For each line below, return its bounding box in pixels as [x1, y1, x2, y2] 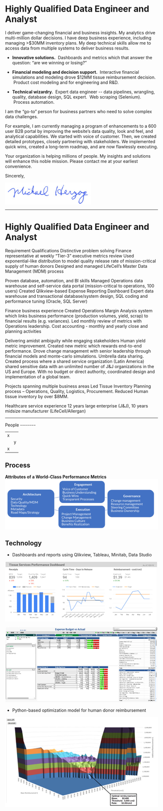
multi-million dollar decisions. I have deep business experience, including [5, 35, 151, 41]
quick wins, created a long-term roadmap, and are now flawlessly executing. [5, 144, 158, 149]
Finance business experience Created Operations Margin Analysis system [5, 308, 153, 313]
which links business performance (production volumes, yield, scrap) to [5, 313, 148, 319]
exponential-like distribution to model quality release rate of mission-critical [5, 258, 156, 264]
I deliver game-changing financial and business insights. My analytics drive [5, 30, 156, 35]
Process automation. [13, 99, 55, 105]
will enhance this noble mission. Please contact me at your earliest [5, 158, 138, 164]
